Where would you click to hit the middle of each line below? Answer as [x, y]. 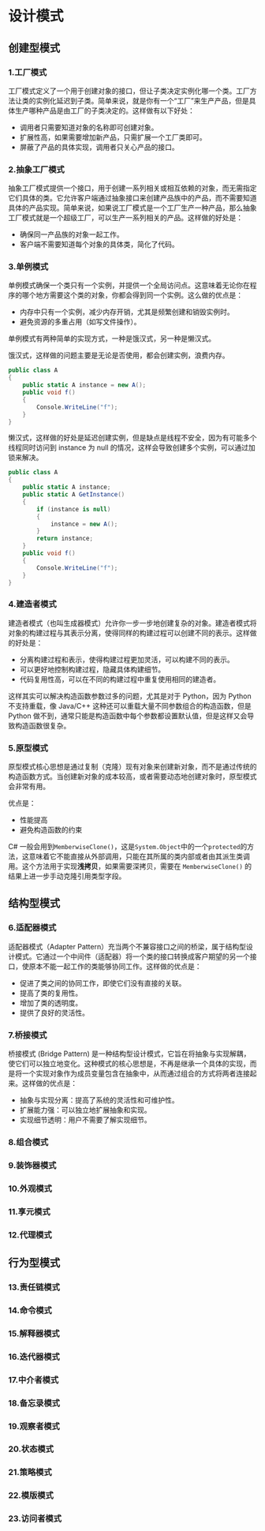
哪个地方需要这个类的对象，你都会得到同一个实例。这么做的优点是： [132, 295]
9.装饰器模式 [32, 1165]
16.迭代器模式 [34, 1357]
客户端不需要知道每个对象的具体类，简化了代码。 [99, 245]
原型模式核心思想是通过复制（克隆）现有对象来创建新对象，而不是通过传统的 [132, 767]
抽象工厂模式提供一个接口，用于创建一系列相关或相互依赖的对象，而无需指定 [132, 188]
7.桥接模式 [28, 1035]
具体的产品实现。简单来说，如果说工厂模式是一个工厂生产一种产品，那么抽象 [132, 208]
